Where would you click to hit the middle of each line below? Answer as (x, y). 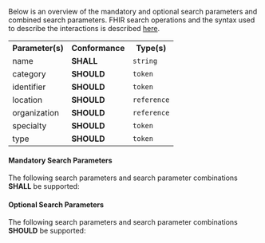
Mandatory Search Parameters (61, 160)
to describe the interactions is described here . (84, 28)
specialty (30, 125)
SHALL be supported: (44, 186)
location (27, 100)
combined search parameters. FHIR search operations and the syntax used (132, 20)
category (29, 74)
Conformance (98, 48)
